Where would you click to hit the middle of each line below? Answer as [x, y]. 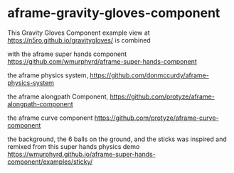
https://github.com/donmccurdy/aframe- [150, 75]
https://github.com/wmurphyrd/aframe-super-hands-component [102, 61]
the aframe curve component [50, 118]
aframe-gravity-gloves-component [114, 13]
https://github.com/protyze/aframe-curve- [156, 118]
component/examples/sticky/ [50, 162]
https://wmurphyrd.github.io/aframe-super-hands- [82, 154]
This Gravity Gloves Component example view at [79, 33]
